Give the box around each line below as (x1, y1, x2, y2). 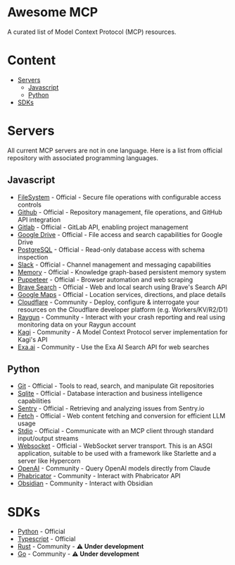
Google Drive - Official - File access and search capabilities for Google (17, 230, 223, 238)
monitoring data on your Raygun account (17, 320, 136, 329)
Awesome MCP (7, 4, 99, 20)
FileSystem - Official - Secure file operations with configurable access (17, 193, 222, 201)
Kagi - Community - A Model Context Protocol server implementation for (17, 327, 228, 336)
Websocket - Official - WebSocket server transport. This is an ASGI (17, 442, 212, 450)
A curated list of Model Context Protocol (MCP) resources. (7, 28, 177, 36)
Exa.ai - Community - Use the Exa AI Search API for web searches (17, 343, 210, 351)
